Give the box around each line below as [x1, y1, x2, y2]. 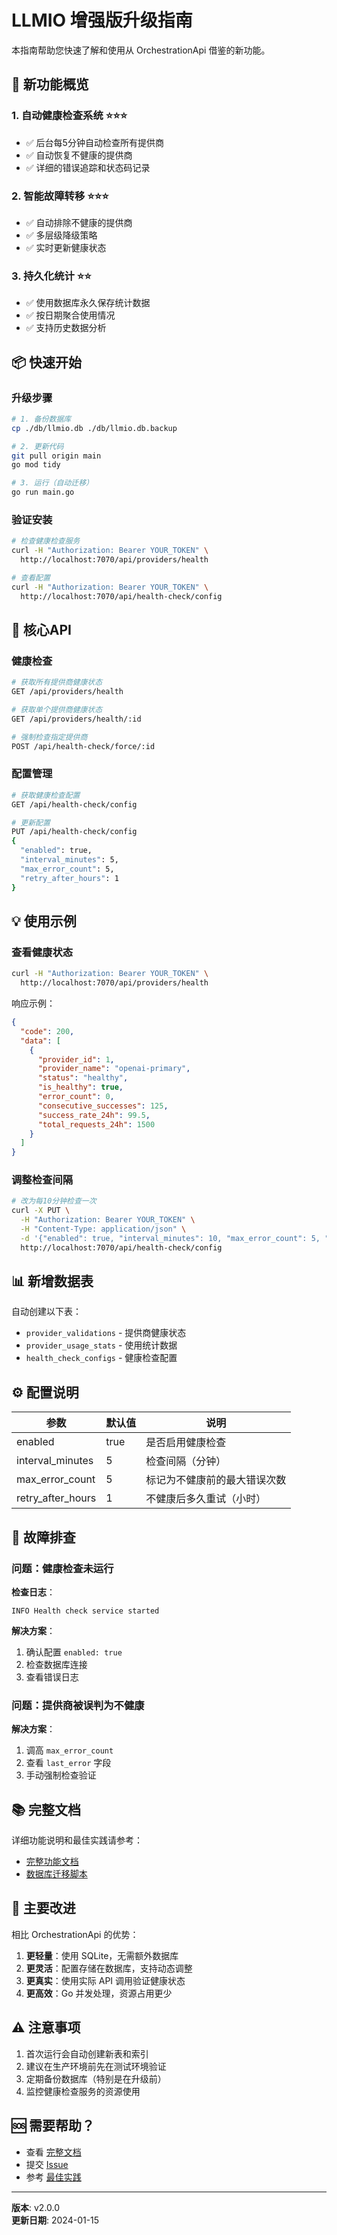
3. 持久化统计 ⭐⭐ [11, 269, 92, 283]
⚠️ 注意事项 [11, 2019, 81, 2036]
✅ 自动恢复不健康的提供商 [25, 149, 133, 161]
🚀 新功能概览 [11, 76, 89, 93]
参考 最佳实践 [25, 2171, 82, 2183]
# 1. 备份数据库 [11, 414, 72, 424]
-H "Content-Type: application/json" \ [20, 1224, 187, 1235]
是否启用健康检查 [145, 1436, 227, 1450]
